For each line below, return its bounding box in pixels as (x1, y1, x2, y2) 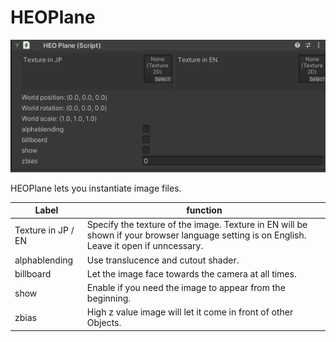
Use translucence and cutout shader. (86, 254, 240, 266)
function (186, 204, 223, 216)
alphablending (14, 254, 74, 266)
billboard (14, 267, 52, 280)
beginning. (86, 292, 132, 305)
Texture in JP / (14, 224, 75, 236)
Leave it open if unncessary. (86, 240, 204, 252)
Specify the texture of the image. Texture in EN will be (86, 219, 308, 231)
